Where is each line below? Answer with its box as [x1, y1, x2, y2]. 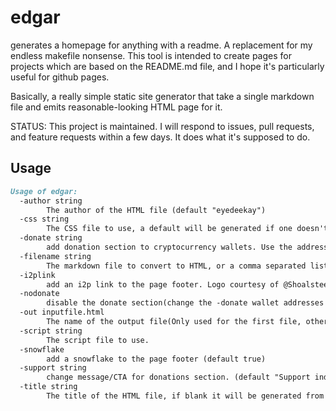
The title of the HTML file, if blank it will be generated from [46, 391, 325, 401]
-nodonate [19, 289, 60, 299]
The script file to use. [46, 335, 150, 345]
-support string [19, 363, 87, 373]
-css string [19, 214, 70, 225]
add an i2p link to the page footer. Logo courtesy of [46, 279, 280, 290]
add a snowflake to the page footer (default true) [46, 354, 267, 364]
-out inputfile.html [19, 307, 105, 318]
